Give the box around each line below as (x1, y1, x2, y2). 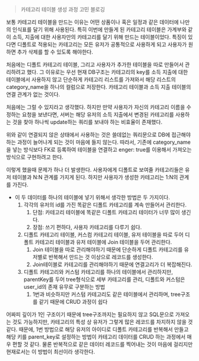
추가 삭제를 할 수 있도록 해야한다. (17, 48, 93, 55)
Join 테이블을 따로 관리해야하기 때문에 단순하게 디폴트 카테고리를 (32, 246, 183, 253)
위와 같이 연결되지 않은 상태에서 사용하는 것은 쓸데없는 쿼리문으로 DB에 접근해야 (6, 131, 191, 138)
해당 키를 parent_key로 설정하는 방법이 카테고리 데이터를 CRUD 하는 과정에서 (6, 334, 186, 340)
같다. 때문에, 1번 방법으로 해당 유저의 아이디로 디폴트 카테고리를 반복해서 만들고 (6, 326, 189, 333)
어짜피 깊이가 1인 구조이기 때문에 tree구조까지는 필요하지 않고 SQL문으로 (6, 311, 174, 318)
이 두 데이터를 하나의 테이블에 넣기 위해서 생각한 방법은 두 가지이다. (14, 194, 170, 200)
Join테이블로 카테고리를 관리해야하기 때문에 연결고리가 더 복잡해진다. (32, 261, 192, 268)
